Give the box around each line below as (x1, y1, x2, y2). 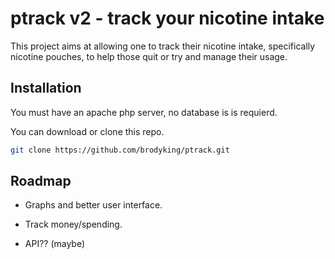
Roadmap (10, 173, 72, 190)
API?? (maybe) (24, 238, 86, 250)
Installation (10, 80, 82, 97)
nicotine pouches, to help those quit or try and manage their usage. (10, 50, 288, 62)
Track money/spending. (24, 218, 123, 231)
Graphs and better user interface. (24, 199, 163, 211)
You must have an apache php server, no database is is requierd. (10, 106, 278, 118)
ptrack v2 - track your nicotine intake (10, 7, 325, 30)
